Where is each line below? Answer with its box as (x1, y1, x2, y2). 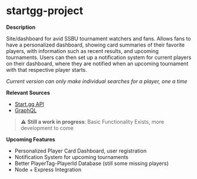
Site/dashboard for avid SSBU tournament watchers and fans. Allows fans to (6, 35, 191, 42)
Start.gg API (14, 100, 44, 107)
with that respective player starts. (6, 66, 87, 73)
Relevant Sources (6, 89, 51, 96)
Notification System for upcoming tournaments (14, 153, 129, 160)
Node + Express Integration (14, 166, 82, 173)
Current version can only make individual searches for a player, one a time (6, 78, 188, 85)
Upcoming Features (6, 135, 56, 142)
